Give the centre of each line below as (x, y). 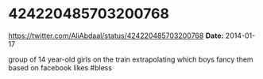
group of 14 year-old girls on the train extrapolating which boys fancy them (131, 59)
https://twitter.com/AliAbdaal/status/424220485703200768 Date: (116, 36)
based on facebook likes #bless (60, 67)
